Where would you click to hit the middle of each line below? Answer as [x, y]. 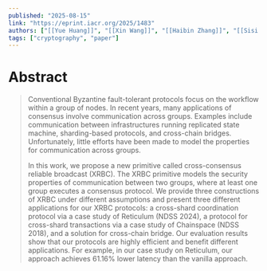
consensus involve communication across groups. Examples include [140, 116]
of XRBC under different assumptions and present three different [134, 199]
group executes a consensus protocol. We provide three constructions [143, 191]
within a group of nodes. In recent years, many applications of [130, 108]
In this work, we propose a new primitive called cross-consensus [134, 166]
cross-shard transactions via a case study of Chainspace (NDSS [133, 225]
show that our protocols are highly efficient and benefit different [133, 242]
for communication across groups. [84, 150]
